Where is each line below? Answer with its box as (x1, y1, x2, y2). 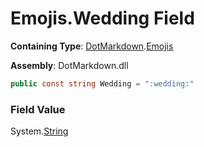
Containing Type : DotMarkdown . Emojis (10, 40, 174, 52)
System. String (10, 125, 69, 137)
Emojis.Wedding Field (10, 7, 195, 30)
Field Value (10, 102, 66, 116)
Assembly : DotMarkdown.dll (10, 59, 129, 71)
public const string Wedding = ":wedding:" (10, 78, 195, 89)
